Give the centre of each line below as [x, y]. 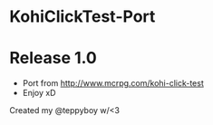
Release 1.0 [53, 58]
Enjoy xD [39, 93]
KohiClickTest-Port [82, 17]
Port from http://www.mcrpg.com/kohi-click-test [113, 83]
